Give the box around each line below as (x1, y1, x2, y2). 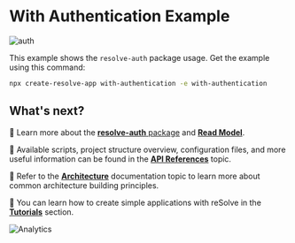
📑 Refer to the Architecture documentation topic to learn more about (9, 171, 260, 181)
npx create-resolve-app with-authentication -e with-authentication (9, 79, 268, 87)
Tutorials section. (9, 206, 74, 217)
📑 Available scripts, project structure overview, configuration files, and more (9, 144, 286, 155)
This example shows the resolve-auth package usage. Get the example (9, 52, 270, 63)
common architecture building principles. (9, 179, 159, 191)
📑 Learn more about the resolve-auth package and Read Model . (9, 126, 245, 138)
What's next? (9, 103, 85, 118)
